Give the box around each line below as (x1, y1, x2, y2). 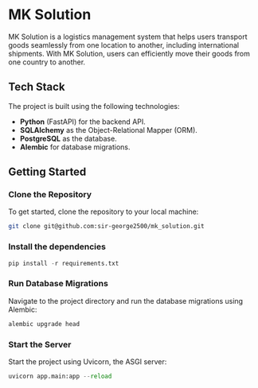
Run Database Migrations (8, 278, 109, 289)
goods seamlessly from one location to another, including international (8, 40, 240, 49)
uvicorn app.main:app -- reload (8, 372, 112, 380)
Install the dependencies (8, 241, 106, 252)
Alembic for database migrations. (19, 142, 131, 152)
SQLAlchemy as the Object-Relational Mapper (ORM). (19, 125, 197, 134)
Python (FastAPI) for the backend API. (19, 117, 146, 126)
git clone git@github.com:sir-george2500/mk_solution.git (8, 223, 205, 231)
